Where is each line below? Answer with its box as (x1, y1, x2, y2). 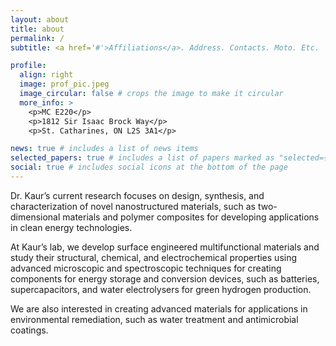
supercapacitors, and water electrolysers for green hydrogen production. (10, 283, 312, 295)
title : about (10, 24, 65, 34)
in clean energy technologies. (10, 221, 133, 233)
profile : (10, 61, 47, 71)
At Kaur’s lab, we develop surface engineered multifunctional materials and (10, 241, 320, 253)
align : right (19, 70, 74, 80)
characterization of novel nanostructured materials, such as (10, 200, 256, 212)
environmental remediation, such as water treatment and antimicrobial (10, 313, 299, 325)
